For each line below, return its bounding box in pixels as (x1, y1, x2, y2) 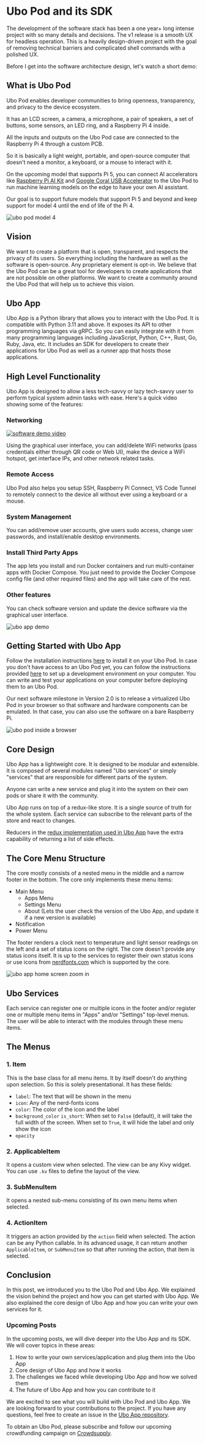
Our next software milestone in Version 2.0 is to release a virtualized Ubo (6, 695, 190, 702)
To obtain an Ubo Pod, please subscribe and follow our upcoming (6, 1423, 172, 1430)
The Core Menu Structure (6, 853, 106, 864)
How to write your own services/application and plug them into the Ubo (15, 1353, 196, 1361)
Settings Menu (24, 901, 61, 908)
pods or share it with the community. (6, 792, 99, 799)
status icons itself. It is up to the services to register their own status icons (6, 952, 194, 959)
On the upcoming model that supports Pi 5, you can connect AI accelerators (6, 170, 198, 177)
